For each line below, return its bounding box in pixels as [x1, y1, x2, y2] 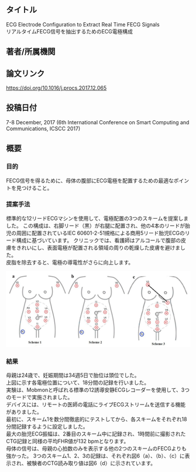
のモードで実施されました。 [6, 394, 73, 401]
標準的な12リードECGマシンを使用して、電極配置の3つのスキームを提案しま [6, 215, 189, 222]
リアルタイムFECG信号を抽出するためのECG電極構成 [6, 28, 133, 35]
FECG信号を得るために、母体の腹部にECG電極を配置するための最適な [6, 177, 174, 184]
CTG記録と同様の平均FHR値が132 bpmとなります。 [6, 438, 129, 445]
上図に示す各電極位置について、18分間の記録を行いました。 [6, 379, 150, 386]
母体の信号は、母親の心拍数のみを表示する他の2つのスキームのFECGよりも [6, 445, 187, 452]
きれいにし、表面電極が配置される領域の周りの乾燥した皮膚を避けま [16, 244, 180, 251]
